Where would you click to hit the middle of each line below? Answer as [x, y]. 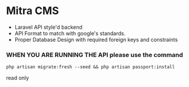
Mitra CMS [32, 11]
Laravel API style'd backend [48, 27]
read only [18, 78]
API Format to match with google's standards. [70, 33]
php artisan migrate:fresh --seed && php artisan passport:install [91, 67]
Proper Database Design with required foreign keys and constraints [96, 39]
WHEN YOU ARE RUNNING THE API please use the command [95, 55]
